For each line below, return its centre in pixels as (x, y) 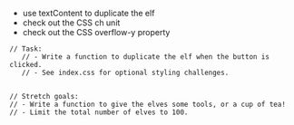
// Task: (26, 49)
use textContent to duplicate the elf (88, 13)
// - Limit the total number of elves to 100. (99, 112)
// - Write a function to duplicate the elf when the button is (146, 57)
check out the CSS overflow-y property (96, 32)
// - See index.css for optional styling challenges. (125, 72)
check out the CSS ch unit (71, 23)
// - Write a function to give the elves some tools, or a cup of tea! (147, 104)
